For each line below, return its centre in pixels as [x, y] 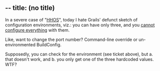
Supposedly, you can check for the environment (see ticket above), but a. [79, 54]
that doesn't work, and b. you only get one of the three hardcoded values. [80, 59]
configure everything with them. [37, 30]
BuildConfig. [49, 44]
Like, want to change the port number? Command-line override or [71, 39]
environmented [20, 44]
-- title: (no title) [30, 8]
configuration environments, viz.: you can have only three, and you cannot [80, 25]
